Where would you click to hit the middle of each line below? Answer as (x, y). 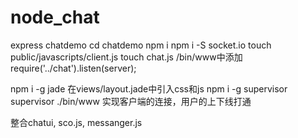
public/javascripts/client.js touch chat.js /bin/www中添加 (126, 57)
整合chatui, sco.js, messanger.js (76, 122)
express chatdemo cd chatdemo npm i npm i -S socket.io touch (141, 45)
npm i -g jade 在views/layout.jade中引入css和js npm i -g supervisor (149, 88)
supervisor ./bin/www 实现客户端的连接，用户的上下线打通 (131, 101)
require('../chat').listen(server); (73, 68)
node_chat (55, 17)
